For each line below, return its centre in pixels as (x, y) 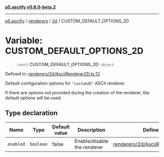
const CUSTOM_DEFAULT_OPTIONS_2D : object (65, 64)
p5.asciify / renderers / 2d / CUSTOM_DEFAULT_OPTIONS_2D (67, 21)
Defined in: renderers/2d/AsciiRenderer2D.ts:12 (52, 74)
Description (92, 130)
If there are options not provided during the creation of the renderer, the (77, 92)
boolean (39, 144)
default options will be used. (33, 98)
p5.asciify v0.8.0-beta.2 (31, 7)
